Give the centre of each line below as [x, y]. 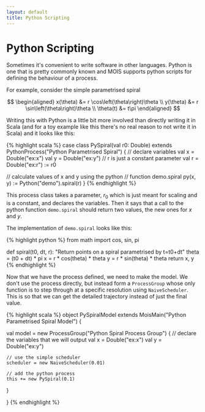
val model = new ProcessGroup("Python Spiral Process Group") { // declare [102, 333]
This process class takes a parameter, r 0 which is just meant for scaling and [102, 196]
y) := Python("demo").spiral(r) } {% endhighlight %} [71, 183]
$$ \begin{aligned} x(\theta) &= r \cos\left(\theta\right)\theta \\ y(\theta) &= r [103, 102]
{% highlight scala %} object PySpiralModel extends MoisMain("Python [96, 315]
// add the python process [41, 374]
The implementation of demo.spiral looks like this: [69, 228]
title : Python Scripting [38, 18]
